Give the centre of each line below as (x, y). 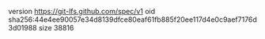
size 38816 (56, 28)
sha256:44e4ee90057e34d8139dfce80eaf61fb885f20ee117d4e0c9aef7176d (132, 19)
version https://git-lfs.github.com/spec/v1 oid (82, 11)
